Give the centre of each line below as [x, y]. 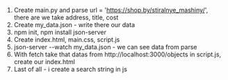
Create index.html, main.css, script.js [67, 40]
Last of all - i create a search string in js [70, 69]
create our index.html [44, 62]
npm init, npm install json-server [60, 32]
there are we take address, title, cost [66, 17]
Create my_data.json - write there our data [74, 25]
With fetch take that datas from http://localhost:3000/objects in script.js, [117, 54]
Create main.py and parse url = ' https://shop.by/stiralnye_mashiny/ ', [111, 10]
